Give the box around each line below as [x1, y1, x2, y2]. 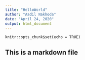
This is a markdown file [5, 48, 78, 57]
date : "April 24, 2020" [5, 16, 54, 21]
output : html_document [5, 21, 52, 26]
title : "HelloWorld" [5, 7, 48, 12]
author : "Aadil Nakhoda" [5, 12, 56, 17]
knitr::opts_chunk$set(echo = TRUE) [5, 35, 81, 40]
